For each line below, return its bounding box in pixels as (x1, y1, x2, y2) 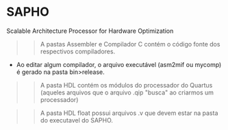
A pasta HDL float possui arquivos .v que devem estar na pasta (40, 109, 218, 117)
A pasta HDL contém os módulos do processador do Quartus (40, 81, 213, 89)
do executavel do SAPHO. (40, 116, 114, 124)
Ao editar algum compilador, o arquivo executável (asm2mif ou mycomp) (16, 60, 222, 68)
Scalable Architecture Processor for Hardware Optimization (6, 27, 174, 35)
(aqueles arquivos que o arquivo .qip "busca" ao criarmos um (40, 88, 214, 96)
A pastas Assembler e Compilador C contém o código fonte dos (40, 40, 220, 48)
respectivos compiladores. (40, 47, 116, 55)
